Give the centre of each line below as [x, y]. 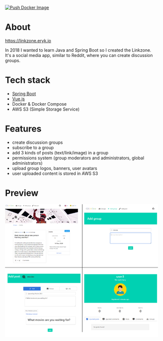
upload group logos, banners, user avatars [55, 168]
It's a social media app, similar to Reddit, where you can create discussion [79, 55]
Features [23, 129]
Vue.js [18, 99]
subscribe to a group [33, 147]
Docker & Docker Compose [39, 104]
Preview [22, 193]
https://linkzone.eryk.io [28, 40]
